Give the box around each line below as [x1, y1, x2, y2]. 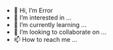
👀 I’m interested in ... [13, 14, 72, 22]
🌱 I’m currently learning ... [13, 21, 87, 28]
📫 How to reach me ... [13, 36, 77, 43]
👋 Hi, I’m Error [13, 7, 53, 14]
